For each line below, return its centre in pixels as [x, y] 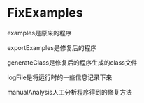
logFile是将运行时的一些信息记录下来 [60, 77]
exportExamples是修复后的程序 [52, 47]
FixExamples [45, 13]
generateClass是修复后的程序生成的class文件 [72, 62]
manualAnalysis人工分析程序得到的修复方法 [70, 92]
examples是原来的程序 [39, 33]
